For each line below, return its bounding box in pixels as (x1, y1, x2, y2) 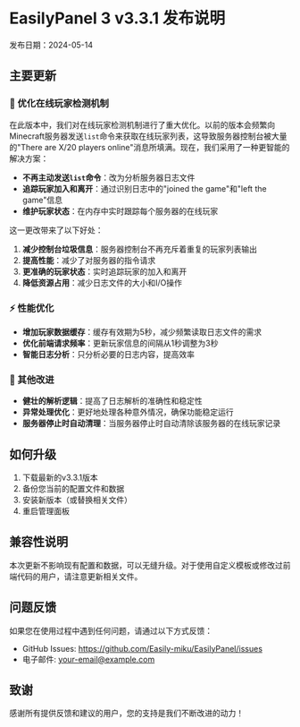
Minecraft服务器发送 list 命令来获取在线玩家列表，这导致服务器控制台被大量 (9, 131, 287, 141)
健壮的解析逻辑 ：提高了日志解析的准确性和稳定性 (21, 396, 203, 406)
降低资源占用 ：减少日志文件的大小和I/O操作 (21, 277, 183, 287)
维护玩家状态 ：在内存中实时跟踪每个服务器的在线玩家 (21, 205, 219, 216)
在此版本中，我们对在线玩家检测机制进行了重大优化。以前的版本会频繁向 (9, 119, 275, 130)
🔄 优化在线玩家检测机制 (9, 98, 110, 110)
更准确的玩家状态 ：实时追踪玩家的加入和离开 (21, 266, 187, 277)
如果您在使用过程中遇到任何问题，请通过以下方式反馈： (9, 625, 212, 636)
